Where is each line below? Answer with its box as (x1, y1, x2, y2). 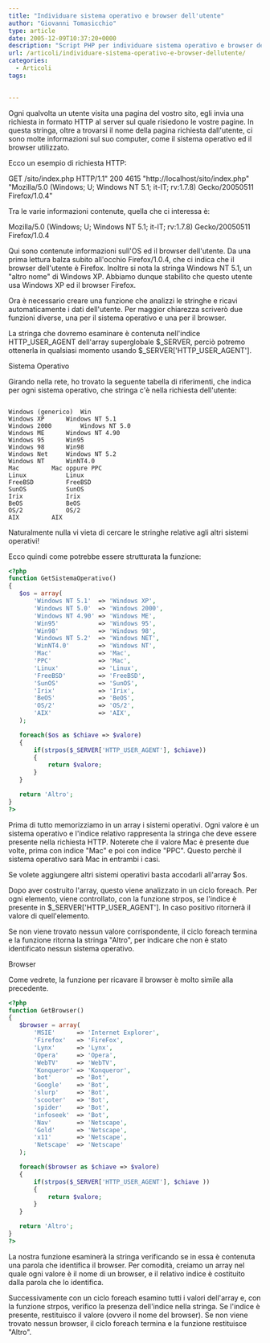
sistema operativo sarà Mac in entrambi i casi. (8, 854, 161, 864)
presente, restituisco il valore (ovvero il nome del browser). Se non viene (8, 1310, 248, 1320)
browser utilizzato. (8, 142, 70, 152)
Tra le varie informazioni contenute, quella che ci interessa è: (8, 206, 211, 216)
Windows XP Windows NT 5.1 (8, 415, 117, 423)
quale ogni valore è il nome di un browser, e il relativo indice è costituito (8, 1268, 245, 1279)
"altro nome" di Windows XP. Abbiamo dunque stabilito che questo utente (8, 271, 253, 281)
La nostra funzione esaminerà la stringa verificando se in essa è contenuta (8, 1251, 256, 1261)
